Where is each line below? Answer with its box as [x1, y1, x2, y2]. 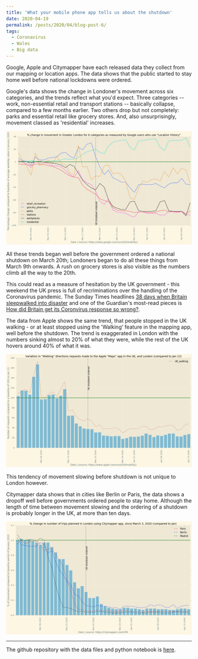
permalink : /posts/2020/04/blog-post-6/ [6, 22, 107, 28]
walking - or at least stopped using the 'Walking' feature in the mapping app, [6, 323, 192, 330]
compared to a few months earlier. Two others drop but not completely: [6, 106, 180, 113]
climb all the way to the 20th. [6, 269, 77, 277]
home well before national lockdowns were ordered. [6, 76, 133, 83]
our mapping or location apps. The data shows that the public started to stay [6, 70, 192, 77]
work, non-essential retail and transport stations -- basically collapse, [6, 100, 175, 107]
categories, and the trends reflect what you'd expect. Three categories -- [6, 94, 184, 101]
